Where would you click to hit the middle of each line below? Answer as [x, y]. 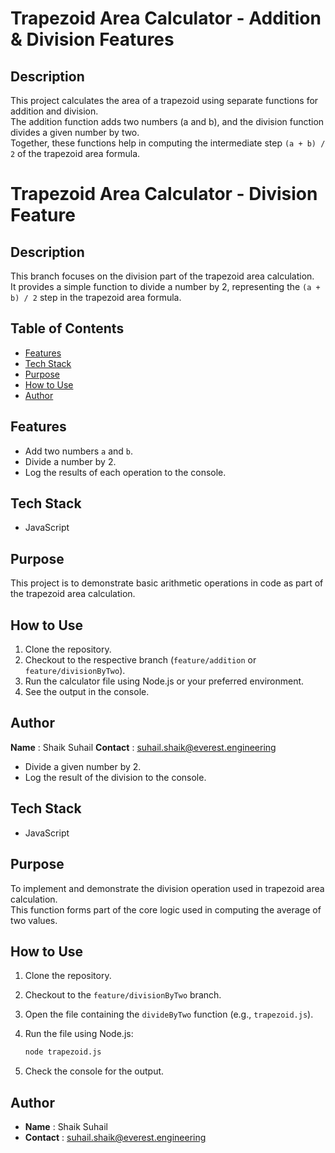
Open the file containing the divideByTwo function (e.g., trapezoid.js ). [169, 1014]
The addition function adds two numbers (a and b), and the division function [167, 121]
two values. [34, 920]
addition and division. [54, 111]
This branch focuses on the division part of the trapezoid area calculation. [162, 276]
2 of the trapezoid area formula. [75, 153]
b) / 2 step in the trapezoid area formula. [96, 297]
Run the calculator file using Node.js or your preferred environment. [164, 681]
